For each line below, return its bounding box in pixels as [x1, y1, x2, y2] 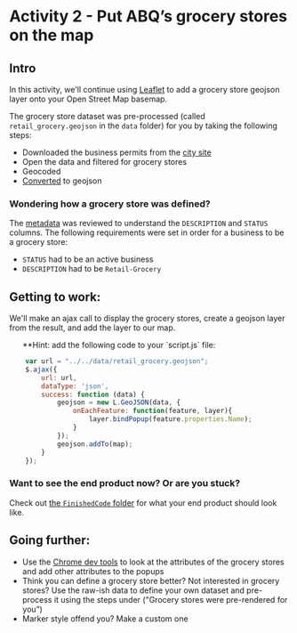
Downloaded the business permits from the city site [21, 147, 212, 158]
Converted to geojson [21, 175, 102, 186]
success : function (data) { [41, 390, 145, 399]
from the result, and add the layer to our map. [9, 322, 176, 333]
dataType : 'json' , [41, 381, 109, 391]
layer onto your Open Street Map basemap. [9, 93, 167, 104]
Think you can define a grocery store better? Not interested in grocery [21, 575, 280, 586]
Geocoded [21, 166, 61, 176]
